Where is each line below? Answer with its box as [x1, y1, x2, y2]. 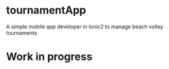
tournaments [6, 29, 37, 36]
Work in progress [6, 50, 93, 64]
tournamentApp [6, 4, 87, 17]
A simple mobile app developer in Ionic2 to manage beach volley [6, 23, 164, 30]
